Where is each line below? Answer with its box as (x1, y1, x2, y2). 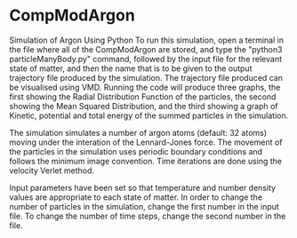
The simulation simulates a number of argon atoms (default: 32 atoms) (9, 127, 268, 138)
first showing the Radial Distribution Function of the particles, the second (9, 91, 277, 102)
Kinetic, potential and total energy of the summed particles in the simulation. (9, 110, 289, 121)
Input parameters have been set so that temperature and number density (9, 182, 277, 193)
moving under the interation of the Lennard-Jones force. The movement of (9, 137, 283, 147)
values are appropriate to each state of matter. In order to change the (9, 192, 263, 202)
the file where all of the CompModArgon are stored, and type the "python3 (9, 44, 283, 54)
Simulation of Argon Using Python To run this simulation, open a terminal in (9, 35, 285, 45)
